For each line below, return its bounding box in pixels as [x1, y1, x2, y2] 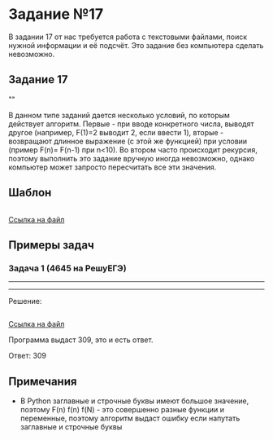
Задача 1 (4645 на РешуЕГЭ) [8, 262, 128, 274]
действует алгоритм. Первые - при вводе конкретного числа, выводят [8, 119, 254, 129]
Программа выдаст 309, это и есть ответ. [8, 335, 154, 345]
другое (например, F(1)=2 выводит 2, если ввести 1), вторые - [8, 127, 224, 137]
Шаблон [8, 186, 52, 200]
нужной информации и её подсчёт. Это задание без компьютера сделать [8, 40, 264, 50]
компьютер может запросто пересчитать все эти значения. [8, 162, 217, 172]
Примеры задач [8, 238, 95, 252]
